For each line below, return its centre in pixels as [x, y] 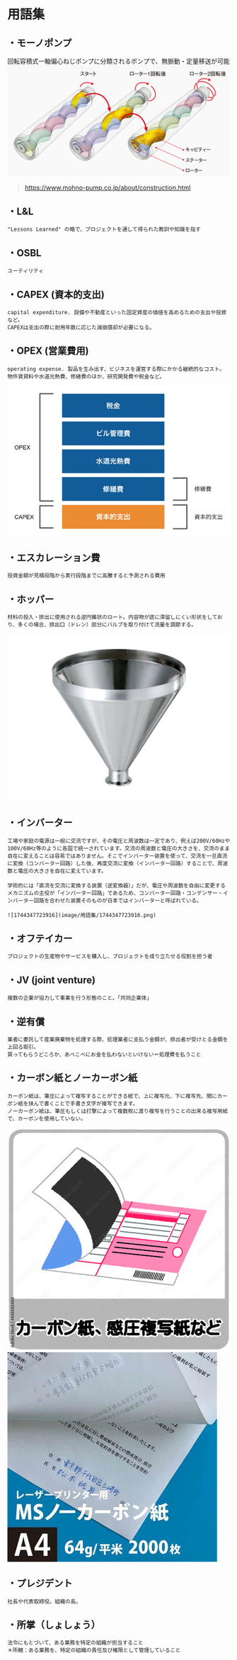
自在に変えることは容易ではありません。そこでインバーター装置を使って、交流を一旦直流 [117, 856]
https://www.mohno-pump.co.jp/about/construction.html [108, 188]
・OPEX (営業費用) [48, 351]
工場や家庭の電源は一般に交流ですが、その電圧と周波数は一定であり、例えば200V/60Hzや [119, 841]
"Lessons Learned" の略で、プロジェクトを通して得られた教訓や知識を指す [104, 230]
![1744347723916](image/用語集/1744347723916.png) [82, 915]
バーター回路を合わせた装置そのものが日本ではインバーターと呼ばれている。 [107, 900]
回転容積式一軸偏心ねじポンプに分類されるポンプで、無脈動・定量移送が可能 [118, 61]
